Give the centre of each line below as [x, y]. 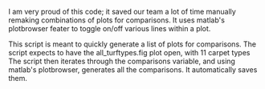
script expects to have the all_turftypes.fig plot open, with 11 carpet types [129, 53]
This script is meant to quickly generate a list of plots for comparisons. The [132, 44]
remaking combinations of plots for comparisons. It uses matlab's [116, 20]
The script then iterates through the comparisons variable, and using [122, 61]
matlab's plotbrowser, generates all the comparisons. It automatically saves [133, 70]
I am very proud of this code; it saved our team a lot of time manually [122, 12]
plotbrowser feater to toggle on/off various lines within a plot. [110, 28]
